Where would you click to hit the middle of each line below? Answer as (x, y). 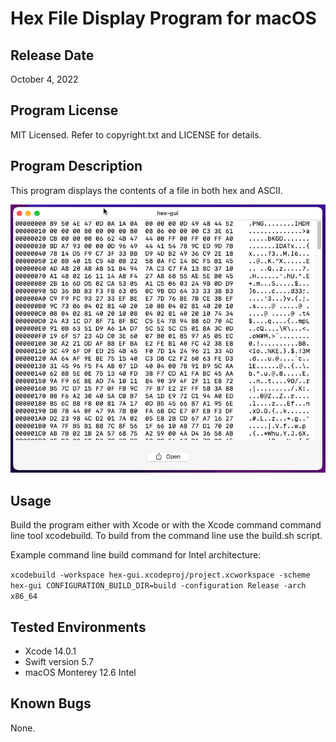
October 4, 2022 (44, 79)
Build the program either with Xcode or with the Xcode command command (166, 525)
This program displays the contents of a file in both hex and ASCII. (146, 190)
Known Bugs (51, 703)
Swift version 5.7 (59, 662)
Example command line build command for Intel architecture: (136, 555)
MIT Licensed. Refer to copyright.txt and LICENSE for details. (136, 134)
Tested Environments (78, 627)
